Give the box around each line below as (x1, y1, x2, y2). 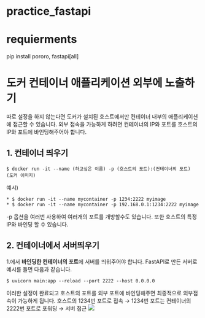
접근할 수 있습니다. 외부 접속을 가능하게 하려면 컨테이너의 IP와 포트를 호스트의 (12, 121, 198, 128)
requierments (6, 33, 77, 47)
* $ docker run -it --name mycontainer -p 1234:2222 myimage (6, 196, 166, 202)
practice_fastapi (6, 4, 91, 18)
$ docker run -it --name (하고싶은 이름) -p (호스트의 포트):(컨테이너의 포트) (6, 166, 191, 172)
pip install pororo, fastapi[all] (6, 53, 79, 60)
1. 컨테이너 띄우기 (6, 148, 69, 158)
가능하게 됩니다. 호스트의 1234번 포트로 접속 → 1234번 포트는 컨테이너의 (17, 297, 191, 304)
